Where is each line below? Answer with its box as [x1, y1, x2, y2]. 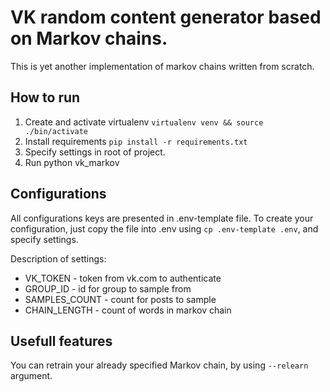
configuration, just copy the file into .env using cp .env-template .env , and [10, 222, 319, 235]
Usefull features [10, 332, 113, 350]
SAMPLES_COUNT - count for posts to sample [24, 293, 217, 305]
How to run [10, 89, 81, 106]
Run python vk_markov [24, 156, 120, 168]
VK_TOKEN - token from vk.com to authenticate [24, 272, 222, 284]
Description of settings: [10, 252, 107, 265]
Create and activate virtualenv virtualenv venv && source [24, 116, 264, 128]
